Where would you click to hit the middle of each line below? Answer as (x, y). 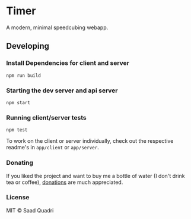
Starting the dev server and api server (62, 90)
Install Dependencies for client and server (68, 63)
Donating (20, 163)
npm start (18, 102)
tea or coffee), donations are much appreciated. (65, 182)
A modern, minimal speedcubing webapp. (57, 27)
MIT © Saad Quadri (30, 210)
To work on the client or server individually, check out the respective (90, 141)
